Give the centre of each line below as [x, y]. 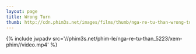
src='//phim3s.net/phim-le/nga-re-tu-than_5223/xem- [117, 39]
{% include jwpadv [29, 39]
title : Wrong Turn [28, 17]
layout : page [22, 11]
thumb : [14, 22]
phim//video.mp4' [28, 45]
